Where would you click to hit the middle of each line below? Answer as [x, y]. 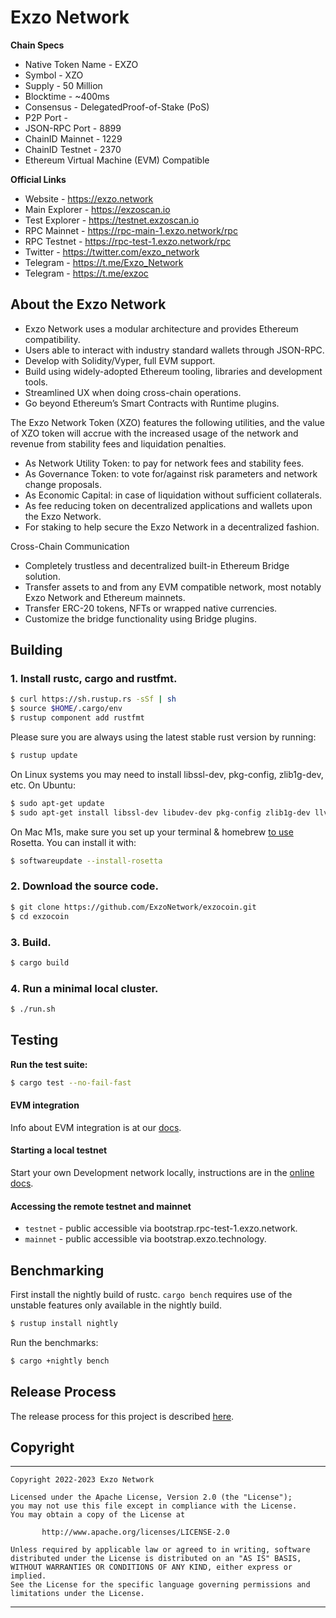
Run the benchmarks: [54, 1342]
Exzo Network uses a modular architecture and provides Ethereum [161, 328]
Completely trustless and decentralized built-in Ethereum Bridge [157, 565]
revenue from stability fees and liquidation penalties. [118, 443]
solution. [42, 576]
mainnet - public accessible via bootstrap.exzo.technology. [145, 1239]
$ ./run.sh [33, 1009]
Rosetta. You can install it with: [73, 842]
